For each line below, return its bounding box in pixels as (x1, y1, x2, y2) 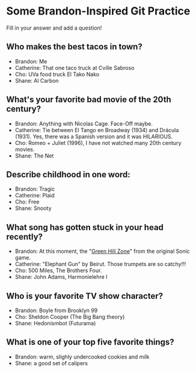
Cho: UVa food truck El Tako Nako (14, 71, 100, 78)
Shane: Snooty (14, 205, 52, 212)
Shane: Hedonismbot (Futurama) (14, 320, 96, 327)
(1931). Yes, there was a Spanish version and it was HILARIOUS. (14, 133, 173, 140)
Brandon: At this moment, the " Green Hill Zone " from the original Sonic (14, 247, 191, 255)
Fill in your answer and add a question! (6, 24, 102, 31)
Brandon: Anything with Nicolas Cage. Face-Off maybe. (14, 120, 153, 127)
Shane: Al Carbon (14, 77, 59, 84)
